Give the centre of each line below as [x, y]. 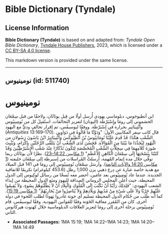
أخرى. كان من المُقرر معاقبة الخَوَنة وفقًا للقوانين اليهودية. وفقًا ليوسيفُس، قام [76, 201]
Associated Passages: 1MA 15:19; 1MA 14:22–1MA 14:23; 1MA [76, 222]
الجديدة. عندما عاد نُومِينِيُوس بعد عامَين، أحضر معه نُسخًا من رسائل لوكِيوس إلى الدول [83, 175]
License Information [37, 28]
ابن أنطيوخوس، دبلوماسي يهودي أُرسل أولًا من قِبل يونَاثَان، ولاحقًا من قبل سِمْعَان [79, 116]
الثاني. [11, 212]
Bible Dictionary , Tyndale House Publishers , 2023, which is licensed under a [84, 45]
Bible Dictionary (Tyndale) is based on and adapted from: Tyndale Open [80, 40]
